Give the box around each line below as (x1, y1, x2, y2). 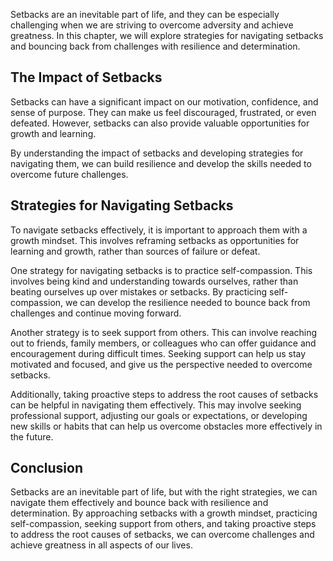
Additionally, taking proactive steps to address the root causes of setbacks (10, 388, 319, 400)
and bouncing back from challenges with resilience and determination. (10, 40, 301, 52)
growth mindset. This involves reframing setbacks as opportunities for (10, 234, 300, 246)
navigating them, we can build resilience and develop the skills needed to (10, 157, 312, 169)
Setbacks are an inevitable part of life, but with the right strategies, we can (10, 486, 318, 498)
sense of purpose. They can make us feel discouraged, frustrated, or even (10, 106, 317, 118)
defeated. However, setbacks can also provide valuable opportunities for (10, 117, 310, 129)
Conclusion (10, 460, 84, 477)
